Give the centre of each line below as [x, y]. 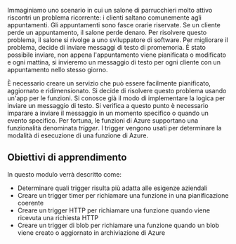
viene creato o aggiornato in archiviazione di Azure [91, 232]
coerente [31, 203]
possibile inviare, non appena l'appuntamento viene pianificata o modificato [117, 55]
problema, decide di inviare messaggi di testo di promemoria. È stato [106, 47]
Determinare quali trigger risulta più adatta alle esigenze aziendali [112, 188]
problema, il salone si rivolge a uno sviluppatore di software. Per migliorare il [118, 40]
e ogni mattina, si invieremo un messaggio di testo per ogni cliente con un [114, 62]
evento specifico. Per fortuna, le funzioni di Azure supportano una [103, 121]
